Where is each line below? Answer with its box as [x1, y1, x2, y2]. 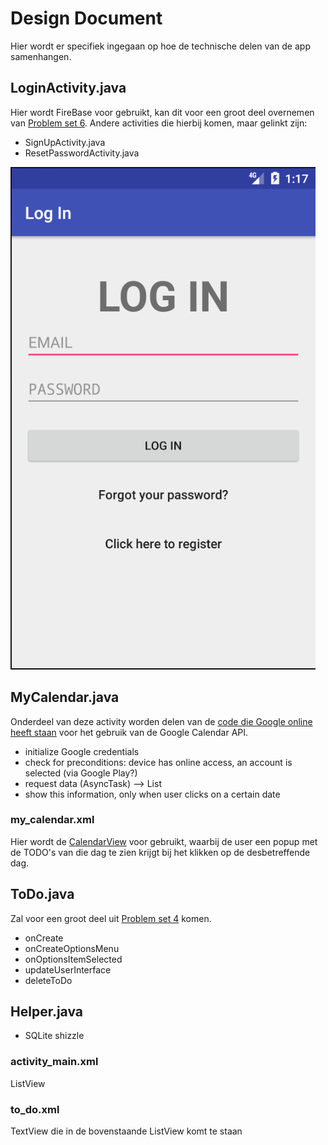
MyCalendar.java [10, 689, 120, 706]
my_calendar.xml [10, 813, 95, 827]
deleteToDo [24, 974, 73, 986]
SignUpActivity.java [24, 136, 106, 148]
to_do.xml [10, 1102, 60, 1116]
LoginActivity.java [10, 80, 127, 97]
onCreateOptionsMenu [24, 942, 120, 954]
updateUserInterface [24, 963, 112, 976]
